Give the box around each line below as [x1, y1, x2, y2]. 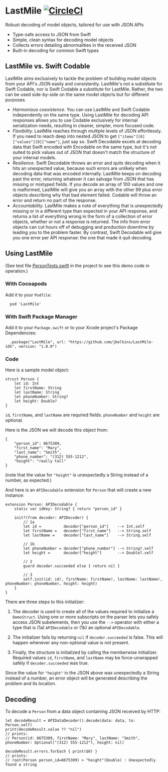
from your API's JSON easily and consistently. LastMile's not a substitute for [5, 80, 163, 86]
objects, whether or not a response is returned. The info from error [12, 219, 150, 225]
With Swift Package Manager [5, 313, 78, 320]
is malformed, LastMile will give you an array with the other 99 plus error [12, 186, 162, 192]
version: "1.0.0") [18, 344, 57, 349]
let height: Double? [14, 399, 57, 404]
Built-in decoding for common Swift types [12, 47, 99, 53]
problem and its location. [5, 681, 57, 687]
